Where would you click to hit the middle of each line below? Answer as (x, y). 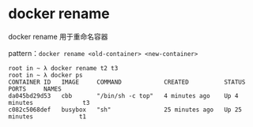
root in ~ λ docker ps (45, 75)
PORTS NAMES (35, 89)
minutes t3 (49, 103)
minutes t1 (47, 116)
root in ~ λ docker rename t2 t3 (63, 68)
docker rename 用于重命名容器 (58, 36)
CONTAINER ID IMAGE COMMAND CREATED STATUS (127, 82)
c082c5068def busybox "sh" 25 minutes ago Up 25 (125, 110)
